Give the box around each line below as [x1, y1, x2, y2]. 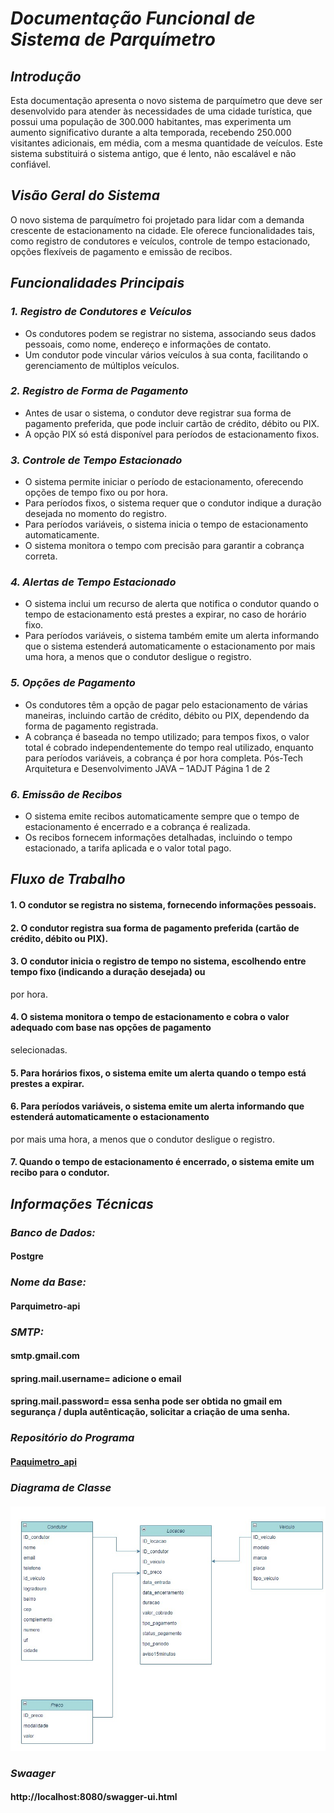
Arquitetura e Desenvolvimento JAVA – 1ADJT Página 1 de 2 [24, 762, 271, 774]
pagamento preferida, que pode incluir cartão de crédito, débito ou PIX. [24, 417, 320, 429]
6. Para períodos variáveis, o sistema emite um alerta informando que [10, 1100, 305, 1112]
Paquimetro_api [10, 1456, 77, 1467]
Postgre [10, 1250, 44, 1262]
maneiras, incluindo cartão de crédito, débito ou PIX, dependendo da [24, 709, 310, 721]
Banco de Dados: [10, 1225, 96, 1239]
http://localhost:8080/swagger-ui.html [10, 1791, 178, 1803]
